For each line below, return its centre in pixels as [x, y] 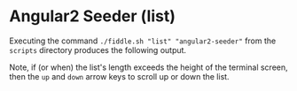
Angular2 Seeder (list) [92, 16]
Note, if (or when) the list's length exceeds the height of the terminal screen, [148, 67]
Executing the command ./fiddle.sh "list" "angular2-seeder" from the [143, 41]
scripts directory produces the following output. [98, 49]
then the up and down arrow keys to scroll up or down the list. [119, 76]
